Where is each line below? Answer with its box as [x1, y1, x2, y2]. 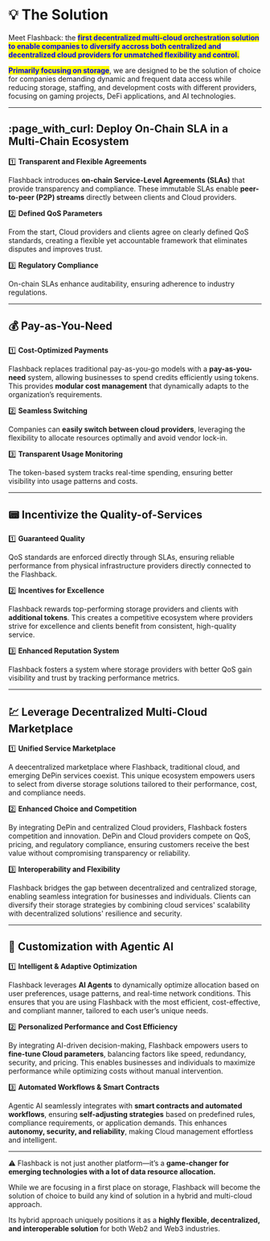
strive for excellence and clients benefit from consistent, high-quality [8, 622, 237, 631]
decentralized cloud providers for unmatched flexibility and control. [8, 50, 239, 60]
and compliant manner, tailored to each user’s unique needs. [8, 1006, 209, 1016]
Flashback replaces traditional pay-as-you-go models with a [8, 364, 207, 374]
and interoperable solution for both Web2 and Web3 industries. [8, 1224, 221, 1233]
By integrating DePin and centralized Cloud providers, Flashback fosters [8, 823, 247, 833]
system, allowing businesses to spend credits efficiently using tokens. [27, 372, 259, 382]
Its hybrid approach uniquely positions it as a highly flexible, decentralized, [8, 1215, 260, 1225]
